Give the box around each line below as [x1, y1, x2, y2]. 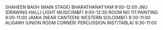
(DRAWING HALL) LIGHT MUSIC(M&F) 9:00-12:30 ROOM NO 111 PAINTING [5, 9, 158, 15]
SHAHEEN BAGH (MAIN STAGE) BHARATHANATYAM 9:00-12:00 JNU [5, 4, 148, 10]
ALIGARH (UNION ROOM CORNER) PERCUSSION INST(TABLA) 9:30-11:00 [5, 20, 157, 26]
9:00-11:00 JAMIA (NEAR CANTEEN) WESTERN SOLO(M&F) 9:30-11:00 [5, 15, 151, 20]
